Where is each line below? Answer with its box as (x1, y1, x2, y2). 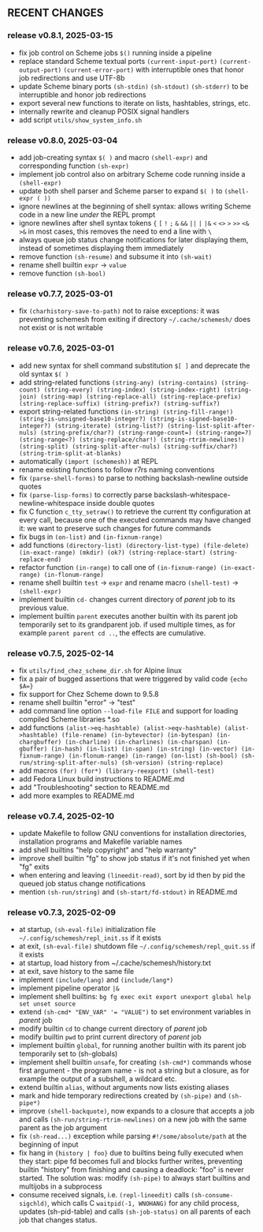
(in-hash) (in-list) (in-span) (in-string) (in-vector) (50, 745, 238, 753)
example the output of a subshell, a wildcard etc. (18, 1074, 177, 1084)
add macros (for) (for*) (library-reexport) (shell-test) (18, 766, 215, 775)
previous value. (18, 603, 69, 612)
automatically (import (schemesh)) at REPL (18, 456, 159, 466)
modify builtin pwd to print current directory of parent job (18, 1032, 202, 1042)
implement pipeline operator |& (18, 983, 120, 993)
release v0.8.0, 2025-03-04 (7, 134, 118, 145)
